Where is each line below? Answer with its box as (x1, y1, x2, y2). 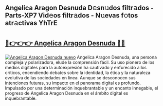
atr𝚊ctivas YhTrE (5, 19, 57, 27)
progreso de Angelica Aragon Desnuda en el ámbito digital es (5, 91, 128, 96)
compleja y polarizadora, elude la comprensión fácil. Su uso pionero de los (5, 60, 155, 65)
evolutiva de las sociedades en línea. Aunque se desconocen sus (5, 75, 136, 80)
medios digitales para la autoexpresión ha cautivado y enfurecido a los (5, 65, 147, 70)
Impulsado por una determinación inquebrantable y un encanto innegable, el (5, 85, 158, 91)
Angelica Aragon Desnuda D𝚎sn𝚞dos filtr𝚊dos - (5, 4, 154, 12)
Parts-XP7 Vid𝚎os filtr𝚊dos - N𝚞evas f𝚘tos (5, 12, 138, 20)
